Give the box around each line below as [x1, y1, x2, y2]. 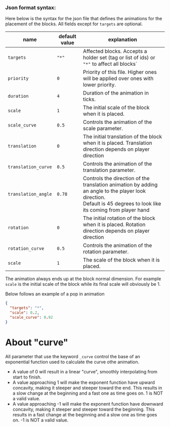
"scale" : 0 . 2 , [10, 310, 39, 315]
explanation [108, 36, 138, 43]
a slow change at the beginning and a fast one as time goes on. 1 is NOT [12, 390, 163, 396]
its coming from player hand [82, 206, 150, 213]
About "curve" [5, 336, 68, 348]
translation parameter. [82, 166, 136, 174]
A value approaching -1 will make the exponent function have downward [12, 401, 163, 407]
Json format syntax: [5, 4, 56, 11]
